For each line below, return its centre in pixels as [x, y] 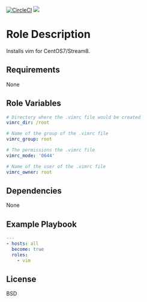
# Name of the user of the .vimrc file [56, 166]
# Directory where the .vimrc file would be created [73, 117]
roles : [20, 255]
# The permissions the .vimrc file [51, 150]
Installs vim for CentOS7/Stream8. [48, 51]
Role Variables [34, 103]
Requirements [33, 70]
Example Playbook [41, 224]
